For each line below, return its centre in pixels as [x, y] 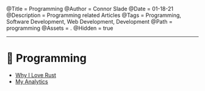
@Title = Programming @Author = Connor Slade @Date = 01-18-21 [90, 9]
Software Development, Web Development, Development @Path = [89, 22]
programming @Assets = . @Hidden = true [60, 28]
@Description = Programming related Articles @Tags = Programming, [94, 15]
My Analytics [31, 81]
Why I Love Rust [36, 75]
